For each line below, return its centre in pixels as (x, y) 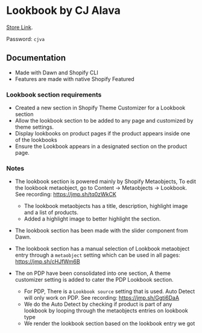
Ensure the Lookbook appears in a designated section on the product (101, 146)
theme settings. (34, 127)
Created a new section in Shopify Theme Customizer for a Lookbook (100, 108)
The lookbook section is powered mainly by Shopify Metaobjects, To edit (106, 181)
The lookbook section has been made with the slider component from (101, 231)
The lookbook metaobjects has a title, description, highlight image (106, 206)
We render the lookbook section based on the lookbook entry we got (109, 323)
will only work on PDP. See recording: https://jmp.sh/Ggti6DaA (102, 298)
